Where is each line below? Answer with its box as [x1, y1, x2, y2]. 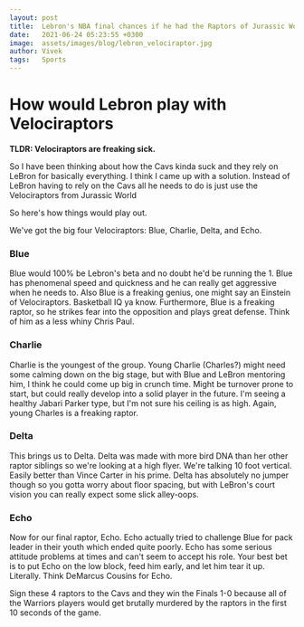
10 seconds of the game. [9, 607, 101, 618]
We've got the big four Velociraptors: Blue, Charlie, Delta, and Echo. [9, 224, 262, 235]
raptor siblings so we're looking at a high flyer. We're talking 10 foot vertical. [9, 460, 292, 470]
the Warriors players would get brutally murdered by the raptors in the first [9, 598, 288, 609]
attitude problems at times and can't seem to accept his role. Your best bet [9, 551, 288, 562]
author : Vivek [9, 47, 63, 56]
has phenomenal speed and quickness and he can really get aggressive [9, 278, 278, 289]
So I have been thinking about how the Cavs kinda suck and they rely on [9, 160, 279, 172]
